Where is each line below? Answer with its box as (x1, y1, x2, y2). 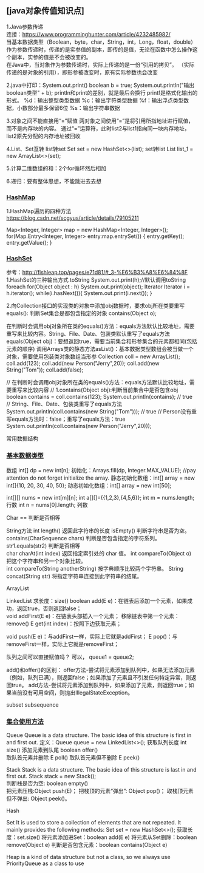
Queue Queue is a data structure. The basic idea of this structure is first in (6, 732, 192, 739)
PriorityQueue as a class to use (6, 860, 84, 867)
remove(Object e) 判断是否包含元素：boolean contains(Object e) (6, 841, 168, 848)
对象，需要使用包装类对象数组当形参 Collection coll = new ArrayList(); (6, 353, 180, 360)
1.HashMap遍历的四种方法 (6, 208, 72, 215)
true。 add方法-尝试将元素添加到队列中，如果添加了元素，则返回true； (11, 681, 189, 688)
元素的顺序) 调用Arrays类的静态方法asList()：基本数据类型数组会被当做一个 (6, 345, 194, 353)
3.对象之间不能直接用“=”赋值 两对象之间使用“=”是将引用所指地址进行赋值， (6, 117, 194, 124)
